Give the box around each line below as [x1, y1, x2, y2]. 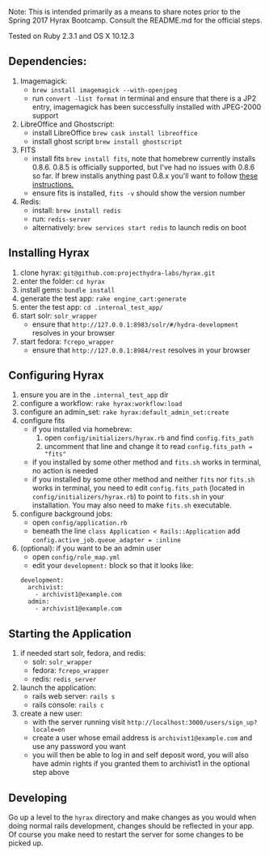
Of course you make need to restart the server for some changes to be [8, 830, 244, 840]
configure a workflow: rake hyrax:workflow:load [19, 399, 183, 409]
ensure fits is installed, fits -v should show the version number [32, 188, 246, 198]
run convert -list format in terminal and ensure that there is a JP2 [32, 93, 257, 103]
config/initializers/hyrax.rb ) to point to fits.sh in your [32, 492, 225, 502]
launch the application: [19, 683, 97, 692]
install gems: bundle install [19, 285, 116, 294]
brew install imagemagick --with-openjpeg [32, 86, 178, 94]
